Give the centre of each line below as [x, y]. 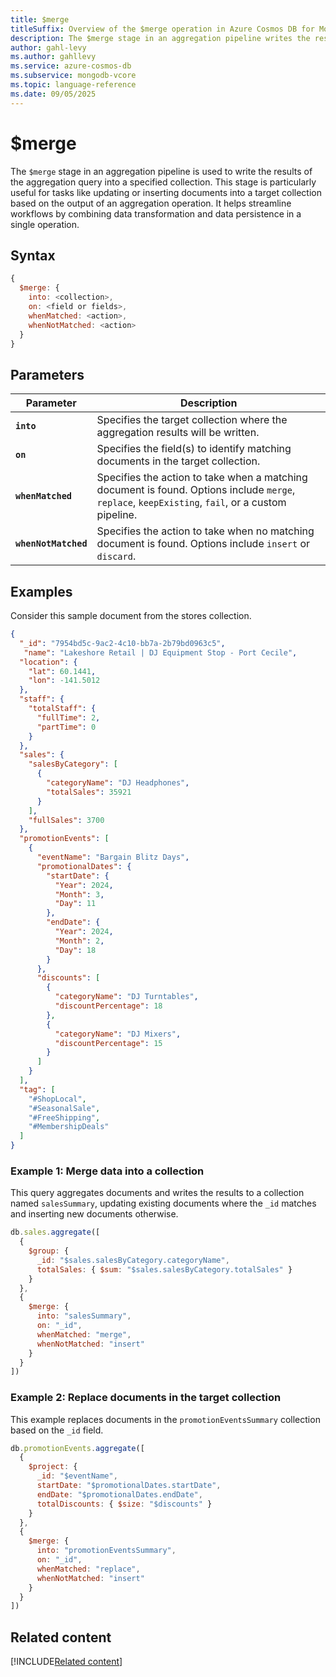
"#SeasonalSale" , [64, 1108]
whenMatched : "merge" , [84, 1334]
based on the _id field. [57, 1430]
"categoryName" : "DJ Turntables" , [126, 997]
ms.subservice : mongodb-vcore [73, 76]
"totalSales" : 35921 [89, 792]
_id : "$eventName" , [77, 1476]
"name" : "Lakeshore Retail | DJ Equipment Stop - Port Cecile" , [160, 652]
